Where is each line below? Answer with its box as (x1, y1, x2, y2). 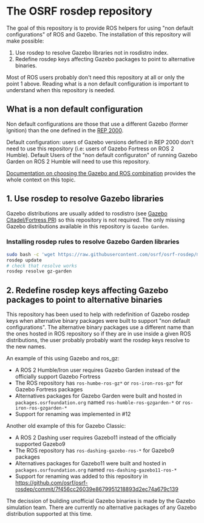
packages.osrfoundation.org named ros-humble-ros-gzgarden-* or (15, 399, 181, 406)
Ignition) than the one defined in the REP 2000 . (6, 126, 124, 134)
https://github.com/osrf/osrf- (15, 479, 88, 487)
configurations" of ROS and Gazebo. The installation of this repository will (6, 30, 191, 38)
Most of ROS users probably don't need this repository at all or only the (6, 73, 185, 81)
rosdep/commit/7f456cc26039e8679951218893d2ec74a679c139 (15, 485, 179, 493)
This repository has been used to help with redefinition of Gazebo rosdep (6, 311, 190, 318)
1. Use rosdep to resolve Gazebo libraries (6, 194, 164, 204)
